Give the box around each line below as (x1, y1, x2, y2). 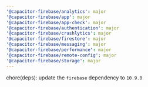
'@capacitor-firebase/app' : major (6, 14, 91, 20)
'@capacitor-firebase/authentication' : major (6, 25, 119, 31)
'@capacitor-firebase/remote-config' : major (6, 52, 117, 58)
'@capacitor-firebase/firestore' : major (6, 36, 107, 42)
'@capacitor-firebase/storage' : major (6, 58, 101, 63)
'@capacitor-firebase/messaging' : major (6, 42, 107, 48)
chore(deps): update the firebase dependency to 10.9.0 (6, 74, 143, 81)
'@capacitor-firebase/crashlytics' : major (6, 31, 112, 36)
